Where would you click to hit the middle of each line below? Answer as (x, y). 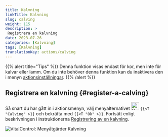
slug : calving (20, 19)
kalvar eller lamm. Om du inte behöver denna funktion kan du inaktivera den (84, 72)
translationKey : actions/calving (40, 52)
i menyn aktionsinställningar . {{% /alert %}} (50, 77)
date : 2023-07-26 (24, 38)
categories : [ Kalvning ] (30, 43)
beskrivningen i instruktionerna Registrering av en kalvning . (67, 119)
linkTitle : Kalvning (27, 15)
